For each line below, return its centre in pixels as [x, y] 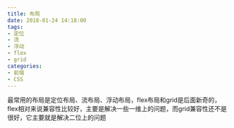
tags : [15, 27]
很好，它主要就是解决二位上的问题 [57, 117]
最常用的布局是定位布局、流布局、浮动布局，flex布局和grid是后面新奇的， [114, 100]
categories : [25, 66]
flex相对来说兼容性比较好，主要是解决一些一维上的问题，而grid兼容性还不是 [117, 109]
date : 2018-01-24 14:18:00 [47, 20]
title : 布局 [24, 14]
